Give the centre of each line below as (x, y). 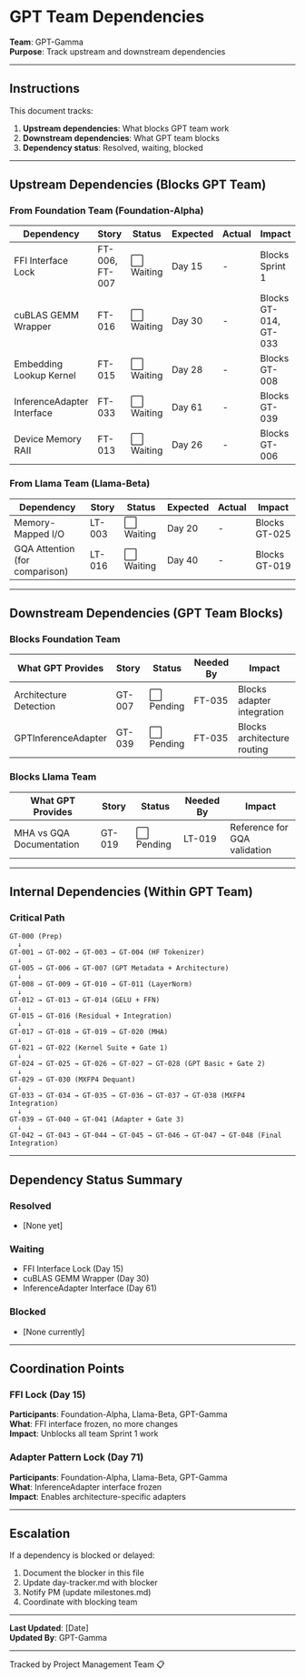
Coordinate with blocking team (80, 1602)
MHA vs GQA (42, 832)
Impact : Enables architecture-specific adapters (98, 1496)
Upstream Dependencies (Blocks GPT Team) (138, 185)
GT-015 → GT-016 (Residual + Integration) (91, 1016)
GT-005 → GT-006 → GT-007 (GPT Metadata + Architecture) (119, 969)
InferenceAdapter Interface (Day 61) (89, 1288)
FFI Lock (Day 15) (48, 1395)
